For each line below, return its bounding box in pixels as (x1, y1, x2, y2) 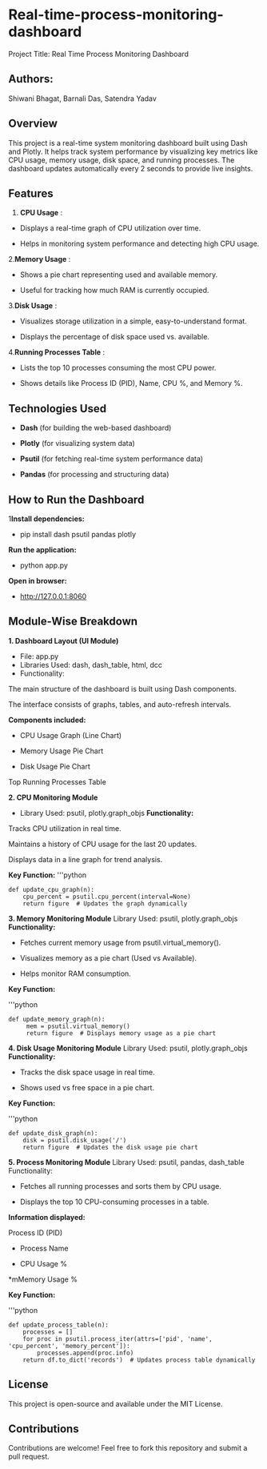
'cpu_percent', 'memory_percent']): (8, 1342, 130, 1350)
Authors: (8, 72, 54, 86)
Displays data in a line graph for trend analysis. (8, 854, 163, 864)
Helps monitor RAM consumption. (19, 969, 132, 978)
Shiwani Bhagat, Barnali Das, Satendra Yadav (8, 94, 157, 103)
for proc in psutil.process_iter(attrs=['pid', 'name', (22, 1335, 213, 1343)
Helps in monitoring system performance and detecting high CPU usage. (19, 239, 260, 249)
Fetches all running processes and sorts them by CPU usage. (19, 1181, 222, 1190)
